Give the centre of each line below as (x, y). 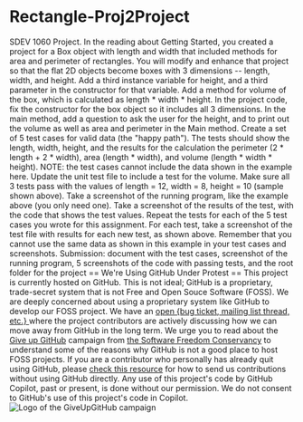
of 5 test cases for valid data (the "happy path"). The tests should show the (150, 138)
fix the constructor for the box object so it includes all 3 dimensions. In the (148, 109)
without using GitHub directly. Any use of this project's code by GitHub (141, 379)
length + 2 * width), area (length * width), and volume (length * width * (141, 157)
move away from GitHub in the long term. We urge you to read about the (144, 330)
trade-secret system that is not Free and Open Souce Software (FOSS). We (149, 292)
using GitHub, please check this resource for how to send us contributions (148, 369)
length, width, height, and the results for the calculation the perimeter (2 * (147, 148)
